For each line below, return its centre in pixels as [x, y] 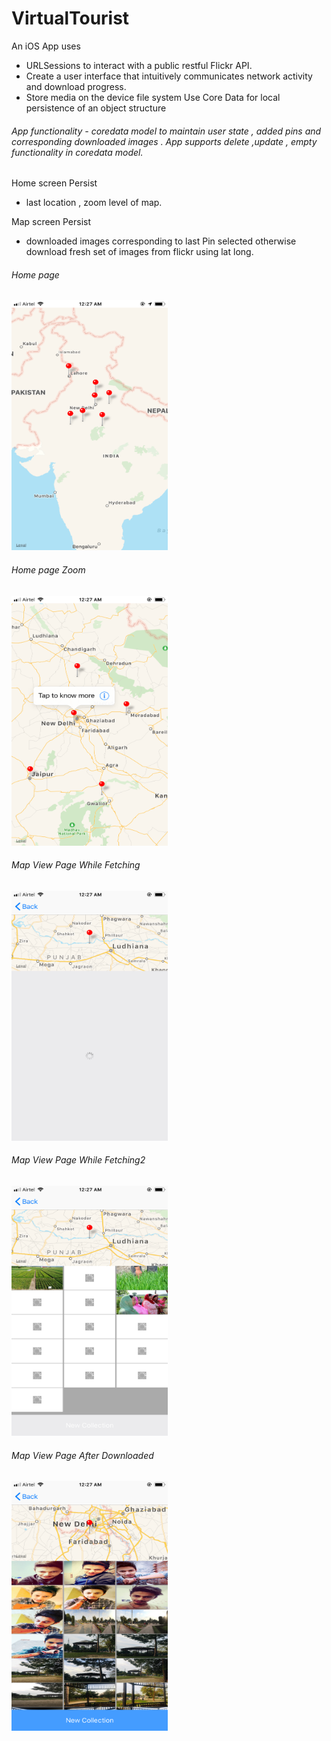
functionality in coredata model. [77, 152]
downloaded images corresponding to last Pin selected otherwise [161, 241]
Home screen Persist [54, 183]
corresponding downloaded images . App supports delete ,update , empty [164, 141]
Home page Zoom [48, 569]
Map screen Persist [51, 222]
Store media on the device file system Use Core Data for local [153, 97]
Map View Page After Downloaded [82, 1455]
